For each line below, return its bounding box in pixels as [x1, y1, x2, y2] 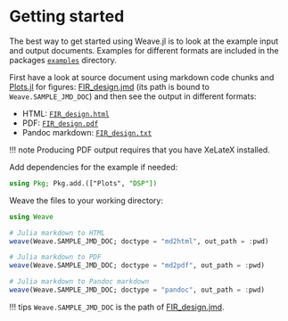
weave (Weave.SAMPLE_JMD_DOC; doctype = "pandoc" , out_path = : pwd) [9, 285, 266, 295]
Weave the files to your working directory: [9, 194, 163, 206]
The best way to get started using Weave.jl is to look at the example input [9, 36, 279, 46]
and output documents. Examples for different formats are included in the [9, 45, 279, 55]
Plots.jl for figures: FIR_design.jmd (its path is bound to [9, 81, 210, 92]
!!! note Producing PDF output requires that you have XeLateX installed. [9, 144, 270, 155]
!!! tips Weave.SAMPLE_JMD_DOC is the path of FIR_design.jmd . [9, 301, 225, 312]
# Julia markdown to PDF [9, 252, 102, 262]
